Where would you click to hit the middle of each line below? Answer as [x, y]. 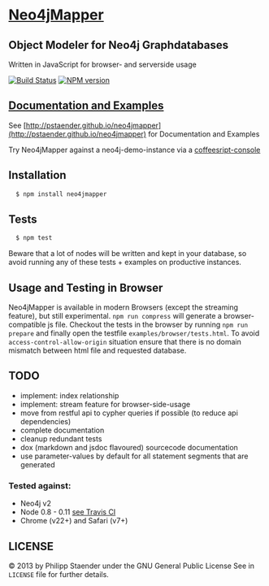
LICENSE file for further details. [59, 574]
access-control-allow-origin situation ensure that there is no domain [125, 342]
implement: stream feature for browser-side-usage [105, 404]
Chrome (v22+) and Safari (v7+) [74, 521]
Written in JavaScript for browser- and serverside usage [102, 64]
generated [37, 464]
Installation [37, 175]
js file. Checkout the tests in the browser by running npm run [148, 324]
